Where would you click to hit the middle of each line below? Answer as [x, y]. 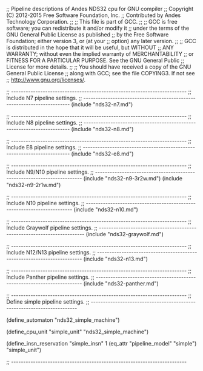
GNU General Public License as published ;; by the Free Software [88, 35]
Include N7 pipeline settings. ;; [44, 98]
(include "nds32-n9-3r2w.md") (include [133, 178]
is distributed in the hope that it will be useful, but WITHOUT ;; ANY [90, 47]
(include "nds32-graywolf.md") [125, 234]
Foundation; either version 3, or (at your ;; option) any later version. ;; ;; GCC [101, 41]
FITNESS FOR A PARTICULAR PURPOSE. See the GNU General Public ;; [95, 60]
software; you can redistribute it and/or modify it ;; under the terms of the [98, 28]
